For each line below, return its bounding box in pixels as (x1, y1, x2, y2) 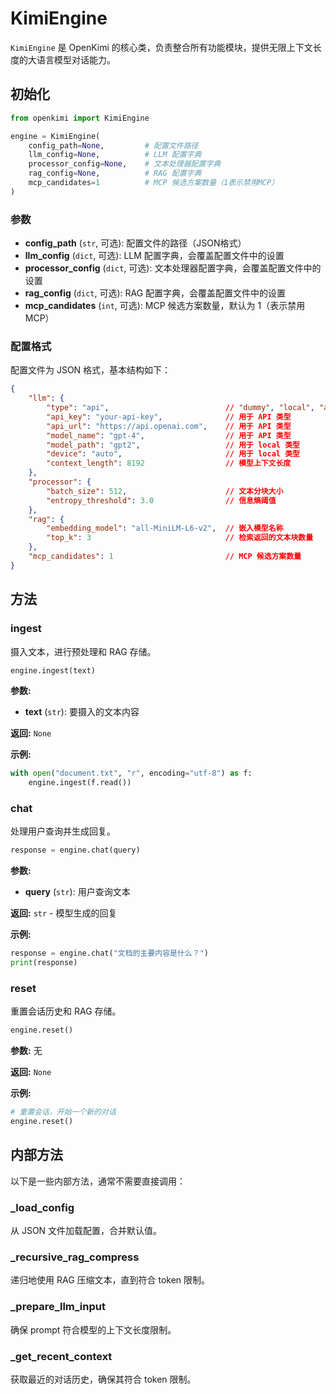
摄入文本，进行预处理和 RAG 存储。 (10, 645, 157, 657)
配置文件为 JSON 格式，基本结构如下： (10, 364, 172, 376)
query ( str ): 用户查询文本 (24, 886, 131, 898)
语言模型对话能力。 (36, 53, 116, 66)
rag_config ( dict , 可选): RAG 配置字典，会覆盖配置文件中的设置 (24, 287, 287, 299)
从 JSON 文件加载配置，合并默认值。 (10, 1225, 163, 1237)
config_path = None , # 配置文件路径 (28, 140, 199, 151)
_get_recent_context (10, 1349, 113, 1363)
